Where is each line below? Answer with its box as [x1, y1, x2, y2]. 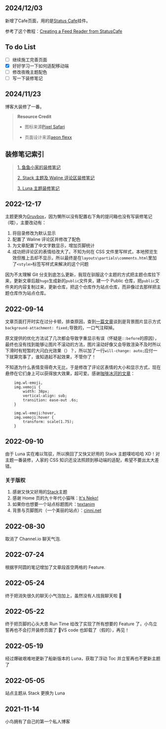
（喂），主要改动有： [5, 220, 46, 226]
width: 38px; [23, 389, 50, 394]
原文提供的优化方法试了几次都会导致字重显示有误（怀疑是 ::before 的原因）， [5, 335, 160, 341]
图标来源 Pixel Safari [24, 124, 65, 130]
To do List [5, 43, 36, 51]
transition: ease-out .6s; [23, 398, 79, 403]
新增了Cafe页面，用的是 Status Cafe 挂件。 [5, 17, 90, 24]
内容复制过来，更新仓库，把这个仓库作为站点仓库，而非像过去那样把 [18, 284, 157, 290]
